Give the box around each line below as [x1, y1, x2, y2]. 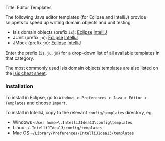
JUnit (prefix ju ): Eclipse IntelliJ [12, 35, 78, 40]
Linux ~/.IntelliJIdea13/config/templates [12, 125, 102, 131]
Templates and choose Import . [5, 100, 67, 106]
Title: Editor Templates [5, 5, 52, 10]
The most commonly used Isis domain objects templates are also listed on [5, 65, 158, 71]
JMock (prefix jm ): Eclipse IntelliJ [12, 40, 81, 46]
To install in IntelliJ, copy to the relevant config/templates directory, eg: [5, 110, 153, 116]
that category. [5, 55, 34, 61]
